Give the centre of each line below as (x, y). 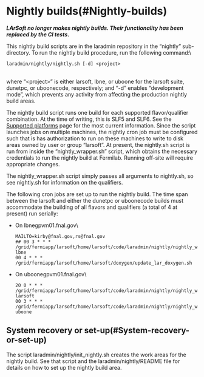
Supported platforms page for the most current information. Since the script (101, 125)
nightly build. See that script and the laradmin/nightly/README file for (93, 361)
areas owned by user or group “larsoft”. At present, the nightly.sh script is (98, 144)
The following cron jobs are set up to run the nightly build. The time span (97, 194)
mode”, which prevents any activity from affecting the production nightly (97, 94)
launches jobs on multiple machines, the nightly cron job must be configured (102, 132)
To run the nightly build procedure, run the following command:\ (111, 52)
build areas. (21, 101)
